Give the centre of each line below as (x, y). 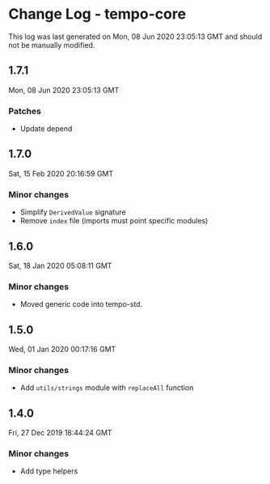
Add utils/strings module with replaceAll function (107, 388)
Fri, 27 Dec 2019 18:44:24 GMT (60, 433)
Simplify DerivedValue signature (73, 212)
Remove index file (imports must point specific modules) (114, 221)
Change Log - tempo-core (97, 14)
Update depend (46, 129)
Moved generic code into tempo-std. (81, 304)
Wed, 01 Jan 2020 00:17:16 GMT (62, 350)
